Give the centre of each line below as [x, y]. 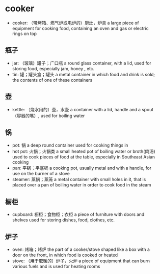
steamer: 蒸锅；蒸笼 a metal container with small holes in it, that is [79, 180]
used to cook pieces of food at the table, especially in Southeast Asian [83, 157]
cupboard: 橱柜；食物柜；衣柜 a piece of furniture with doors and [78, 214]
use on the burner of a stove [41, 174]
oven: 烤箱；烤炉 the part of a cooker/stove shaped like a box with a [81, 249]
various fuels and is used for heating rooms [56, 266]
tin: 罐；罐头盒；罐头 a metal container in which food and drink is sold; [83, 74]
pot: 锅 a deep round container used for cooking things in [70, 145]
